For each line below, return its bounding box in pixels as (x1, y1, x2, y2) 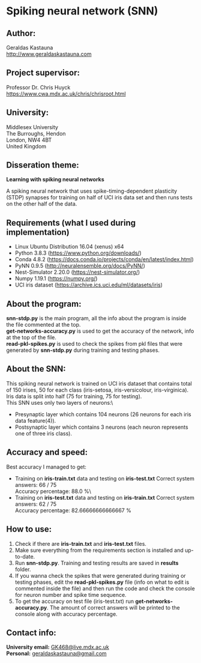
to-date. (14, 552, 35, 560)
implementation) (6, 227, 70, 237)
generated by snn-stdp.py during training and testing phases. (6, 347, 160, 354)
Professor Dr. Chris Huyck (6, 83, 71, 91)
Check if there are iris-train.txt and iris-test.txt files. (14, 540, 147, 547)
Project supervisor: (6, 68, 80, 78)
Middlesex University (6, 123, 59, 130)
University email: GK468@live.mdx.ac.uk (6, 644, 109, 651)
